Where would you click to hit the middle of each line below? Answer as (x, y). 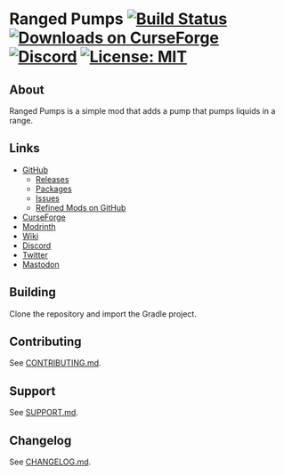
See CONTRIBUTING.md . (55, 363)
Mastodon (41, 264)
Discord (37, 246)
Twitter (35, 254)
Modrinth (39, 226)
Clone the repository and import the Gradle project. (103, 314)
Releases (52, 179)
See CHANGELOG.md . (50, 462)
